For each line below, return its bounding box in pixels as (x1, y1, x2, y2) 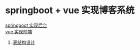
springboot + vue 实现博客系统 (5, 5, 135, 16)
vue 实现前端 (5, 28, 32, 34)
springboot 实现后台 (5, 22, 47, 28)
